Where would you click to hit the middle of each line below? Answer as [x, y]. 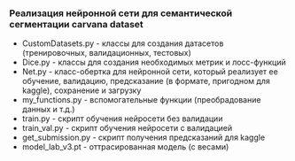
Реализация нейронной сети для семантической [121, 13]
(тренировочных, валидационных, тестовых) [107, 53]
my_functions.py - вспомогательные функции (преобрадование [141, 100]
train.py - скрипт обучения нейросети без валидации [122, 119]
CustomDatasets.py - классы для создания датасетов [123, 43]
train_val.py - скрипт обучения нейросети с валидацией [127, 128]
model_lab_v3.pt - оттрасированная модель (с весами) [125, 147]
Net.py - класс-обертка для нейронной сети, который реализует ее [150, 72]
